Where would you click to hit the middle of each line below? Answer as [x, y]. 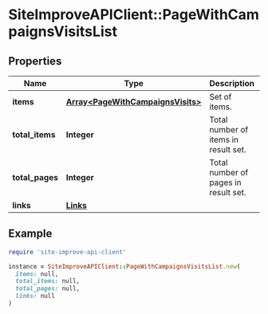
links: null [35, 296]
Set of [221, 97]
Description [232, 83]
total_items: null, [48, 281]
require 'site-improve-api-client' [67, 252]
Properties [35, 61]
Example [30, 234]
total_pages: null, [48, 288]
